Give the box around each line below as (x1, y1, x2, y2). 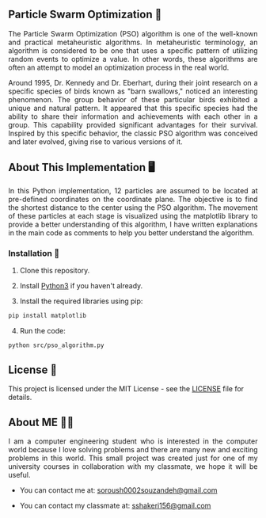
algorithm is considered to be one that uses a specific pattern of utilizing (8, 45, 258, 55)
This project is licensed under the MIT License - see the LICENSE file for (8, 384, 244, 394)
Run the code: (19, 326, 66, 335)
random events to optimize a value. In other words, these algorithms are (8, 54, 258, 63)
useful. (8, 470, 31, 480)
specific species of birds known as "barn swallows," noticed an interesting (8, 86, 258, 96)
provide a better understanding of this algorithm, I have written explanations (8, 219, 258, 229)
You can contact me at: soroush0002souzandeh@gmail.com (19, 486, 218, 495)
